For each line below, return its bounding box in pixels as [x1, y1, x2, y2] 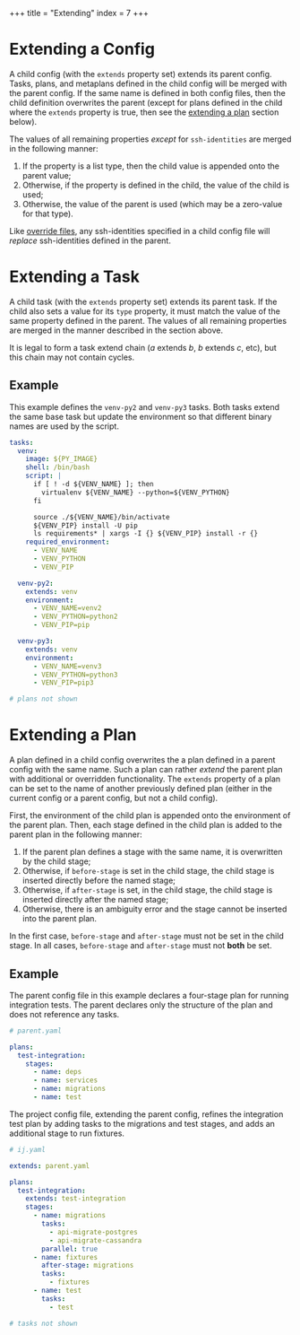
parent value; [21, 170, 72, 180]
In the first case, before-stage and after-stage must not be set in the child [9, 930, 284, 941]
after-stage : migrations [41, 1261, 134, 1270]
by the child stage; [21, 856, 91, 867]
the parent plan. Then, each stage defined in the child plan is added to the [9, 820, 282, 831]
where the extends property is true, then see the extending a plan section [9, 107, 279, 118]
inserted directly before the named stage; [21, 875, 176, 886]
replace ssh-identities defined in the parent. [9, 235, 172, 246]
